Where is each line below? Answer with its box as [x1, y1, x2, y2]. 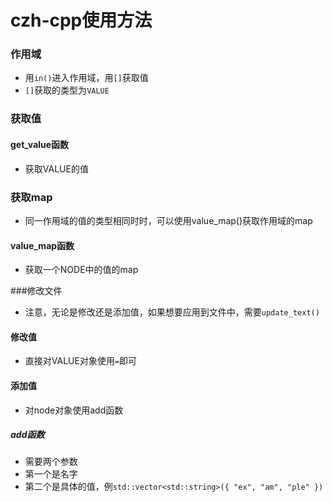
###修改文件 [10, 285, 63, 297]
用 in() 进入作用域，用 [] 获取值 [24, 72, 149, 84]
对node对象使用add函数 [24, 404, 124, 416]
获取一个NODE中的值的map [24, 264, 139, 276]
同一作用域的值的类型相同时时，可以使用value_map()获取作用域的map [24, 214, 313, 226]
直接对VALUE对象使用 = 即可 [24, 355, 138, 367]
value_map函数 [10, 239, 75, 251]
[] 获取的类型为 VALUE [24, 84, 110, 96]
